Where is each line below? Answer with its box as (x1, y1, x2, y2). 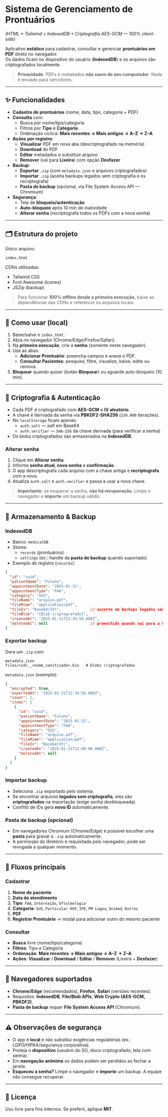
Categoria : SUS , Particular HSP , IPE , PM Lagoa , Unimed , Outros (12, 905, 138, 911)
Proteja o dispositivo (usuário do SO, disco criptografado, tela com (12, 1047, 151, 1053)
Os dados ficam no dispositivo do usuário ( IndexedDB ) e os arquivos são (5, 56, 156, 62)
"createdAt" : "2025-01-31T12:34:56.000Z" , (9, 616, 99, 621)
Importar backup (5, 776, 47, 783)
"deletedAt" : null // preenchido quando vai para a (9, 621, 160, 626)
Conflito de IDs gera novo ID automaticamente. (12, 804, 109, 810)
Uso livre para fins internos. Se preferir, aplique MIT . (5, 1106, 113, 1112)
